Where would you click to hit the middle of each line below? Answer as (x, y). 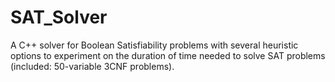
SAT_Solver (59, 17)
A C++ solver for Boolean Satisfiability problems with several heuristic (154, 45)
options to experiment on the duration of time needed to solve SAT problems (168, 55)
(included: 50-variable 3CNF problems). (92, 66)
